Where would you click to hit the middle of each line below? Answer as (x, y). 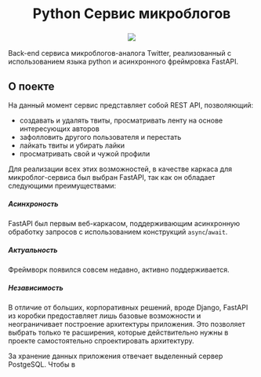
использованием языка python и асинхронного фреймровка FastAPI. (123, 62)
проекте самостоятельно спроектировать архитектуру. (101, 341)
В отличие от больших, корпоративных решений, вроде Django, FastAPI (128, 308)
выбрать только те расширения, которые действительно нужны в (118, 333)
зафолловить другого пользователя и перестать (100, 137)
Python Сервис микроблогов (132, 14)
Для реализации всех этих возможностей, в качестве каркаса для (120, 169)
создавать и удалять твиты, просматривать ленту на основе (121, 121)
